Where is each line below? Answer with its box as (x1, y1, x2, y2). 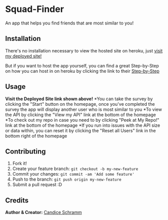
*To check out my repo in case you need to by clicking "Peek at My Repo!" (5, 117, 159, 123)
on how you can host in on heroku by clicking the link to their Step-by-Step (5, 68, 159, 74)
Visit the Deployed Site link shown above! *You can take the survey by (5, 96, 153, 102)
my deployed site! (5, 53, 42, 59)
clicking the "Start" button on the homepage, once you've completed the (5, 101, 155, 107)
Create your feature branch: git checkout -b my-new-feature (12, 166, 138, 172)
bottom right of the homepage (5, 133, 67, 139)
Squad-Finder (5, 3, 64, 15)
